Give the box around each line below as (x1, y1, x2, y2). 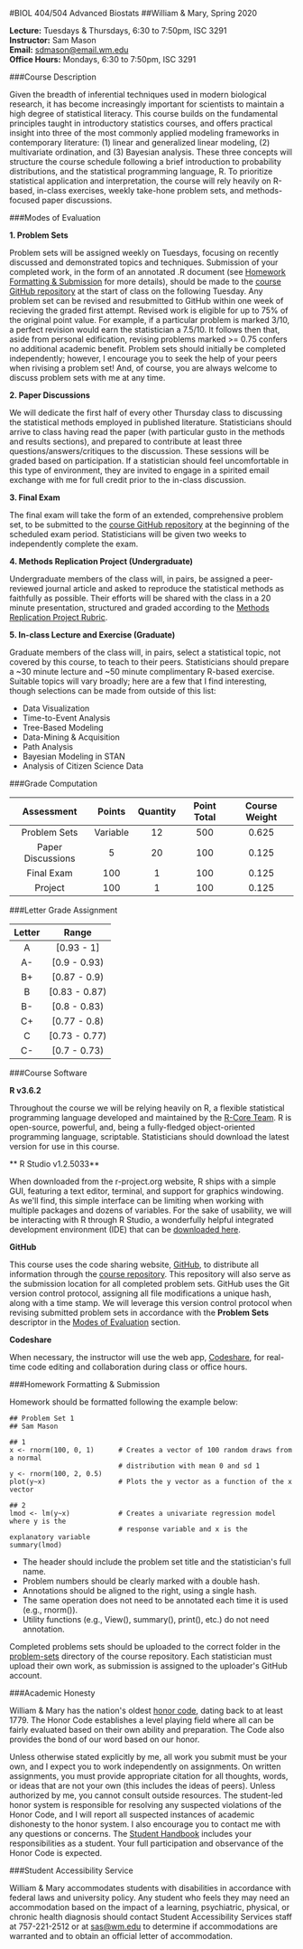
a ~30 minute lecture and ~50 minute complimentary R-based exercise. (9, 667, 275, 676)
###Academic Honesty (9, 1688, 96, 1698)
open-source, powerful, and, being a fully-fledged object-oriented (9, 1121, 255, 1132)
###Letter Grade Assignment (9, 904, 118, 915)
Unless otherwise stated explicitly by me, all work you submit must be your (9, 1752, 288, 1762)
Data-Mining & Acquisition (22, 732, 120, 743)
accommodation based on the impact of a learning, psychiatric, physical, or (9, 1902, 290, 1912)
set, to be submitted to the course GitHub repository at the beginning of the (9, 519, 290, 530)
